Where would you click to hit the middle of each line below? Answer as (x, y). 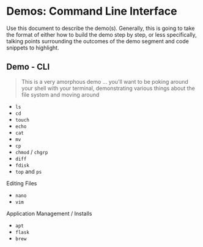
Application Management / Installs (49, 213)
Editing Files (22, 183)
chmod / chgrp (31, 152)
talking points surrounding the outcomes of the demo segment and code (98, 41)
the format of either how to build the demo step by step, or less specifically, (102, 34)
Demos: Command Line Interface (92, 11)
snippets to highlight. (33, 48)
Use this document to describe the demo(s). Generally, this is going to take (101, 28)
